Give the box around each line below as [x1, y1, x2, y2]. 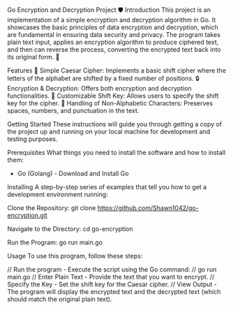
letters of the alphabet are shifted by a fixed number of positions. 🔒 [7, 74, 200, 82]
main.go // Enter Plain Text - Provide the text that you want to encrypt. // [7, 273, 215, 281]
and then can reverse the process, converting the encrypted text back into [7, 45, 221, 54]
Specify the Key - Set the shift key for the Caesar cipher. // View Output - [7, 280, 218, 288]
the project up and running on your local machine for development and [7, 128, 211, 135]
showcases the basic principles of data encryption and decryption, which [7, 23, 218, 31]
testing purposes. [7, 135, 58, 143]
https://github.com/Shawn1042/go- [97, 204, 199, 212]
